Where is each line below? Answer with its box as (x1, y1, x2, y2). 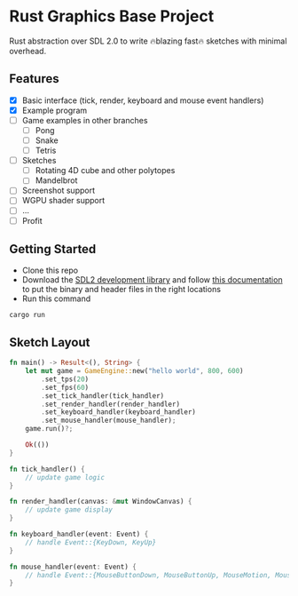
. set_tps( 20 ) (41, 375, 90, 384)
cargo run (9, 311, 46, 320)
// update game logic (25, 473, 105, 481)
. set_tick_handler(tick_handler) (41, 391, 165, 401)
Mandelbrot (35, 175, 78, 186)
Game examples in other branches (21, 115, 148, 125)
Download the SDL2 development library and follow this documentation (21, 274, 283, 285)
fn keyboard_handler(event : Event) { (9, 530, 149, 539)
